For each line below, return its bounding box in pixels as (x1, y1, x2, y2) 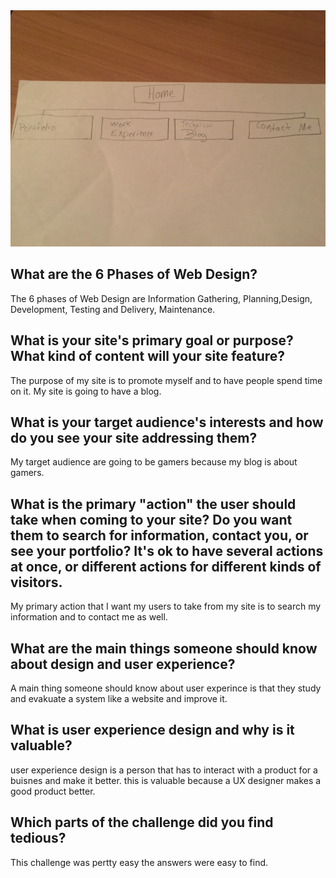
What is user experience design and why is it (10, 722, 295, 739)
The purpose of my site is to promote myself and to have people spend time (10, 374, 323, 386)
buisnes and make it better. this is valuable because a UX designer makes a (10, 774, 322, 786)
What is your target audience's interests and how (10, 414, 324, 431)
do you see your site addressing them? (10, 430, 258, 447)
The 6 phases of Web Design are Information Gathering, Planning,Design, (10, 292, 313, 304)
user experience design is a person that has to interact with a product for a (10, 764, 318, 776)
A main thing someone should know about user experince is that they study (10, 682, 322, 694)
